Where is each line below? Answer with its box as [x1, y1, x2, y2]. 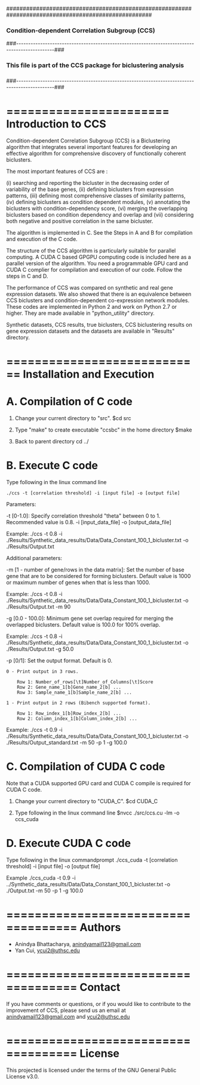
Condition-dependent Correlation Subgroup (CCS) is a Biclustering [6, 137, 170, 144]
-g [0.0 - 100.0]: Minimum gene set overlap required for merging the [6, 615, 174, 622]
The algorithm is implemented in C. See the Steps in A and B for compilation [6, 229, 193, 236]
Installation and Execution [23, 367, 155, 381]
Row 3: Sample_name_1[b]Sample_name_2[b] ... [17, 689, 133, 696]
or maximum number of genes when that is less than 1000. [6, 579, 150, 586]
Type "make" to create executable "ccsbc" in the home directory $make [14, 426, 192, 433]
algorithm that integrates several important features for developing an [6, 144, 177, 151]
